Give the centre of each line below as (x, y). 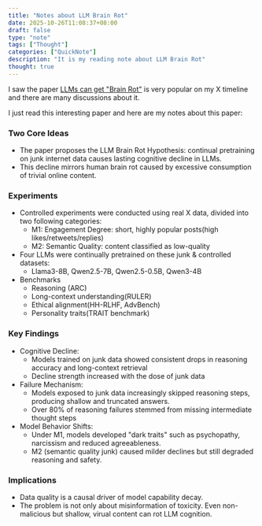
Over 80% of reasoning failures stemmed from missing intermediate (142, 409)
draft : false (30, 30)
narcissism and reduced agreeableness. (96, 443)
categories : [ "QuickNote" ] (52, 52)
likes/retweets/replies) (67, 238)
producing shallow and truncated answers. (101, 401)
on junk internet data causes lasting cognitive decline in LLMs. (120, 159)
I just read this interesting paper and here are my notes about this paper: (125, 113)
